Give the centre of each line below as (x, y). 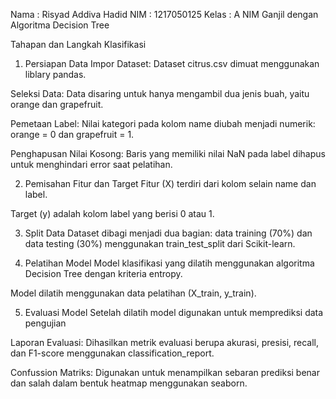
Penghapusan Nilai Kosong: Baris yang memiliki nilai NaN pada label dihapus (168, 153)
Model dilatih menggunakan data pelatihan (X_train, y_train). (133, 293)
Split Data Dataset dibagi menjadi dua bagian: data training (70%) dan (168, 233)
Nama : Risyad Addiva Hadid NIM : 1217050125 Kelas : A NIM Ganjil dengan (164, 14)
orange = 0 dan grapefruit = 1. (72, 134)
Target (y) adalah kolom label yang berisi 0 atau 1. (112, 213)
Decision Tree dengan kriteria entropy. (103, 273)
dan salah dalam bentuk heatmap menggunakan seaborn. (129, 383)
